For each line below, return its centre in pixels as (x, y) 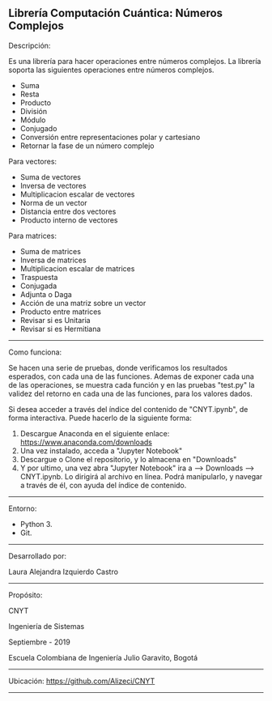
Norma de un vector (53, 202)
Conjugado (38, 128)
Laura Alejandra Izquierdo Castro (64, 571)
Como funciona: (35, 352)
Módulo (33, 120)
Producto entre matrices (60, 312)
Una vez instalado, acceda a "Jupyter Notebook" (101, 450)
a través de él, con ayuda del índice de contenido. (103, 485)
